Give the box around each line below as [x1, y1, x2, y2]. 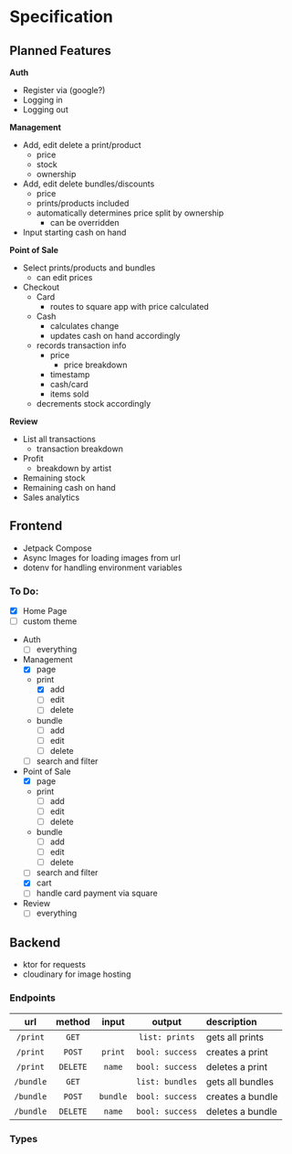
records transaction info [36, 340, 127, 351]
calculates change [49, 321, 120, 331]
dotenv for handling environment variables [22, 562, 182, 573]
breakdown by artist [36, 463, 112, 473]
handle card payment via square [36, 888, 158, 899]
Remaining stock [22, 472, 86, 483]
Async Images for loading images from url [22, 552, 181, 563]
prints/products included [36, 198, 130, 208]
